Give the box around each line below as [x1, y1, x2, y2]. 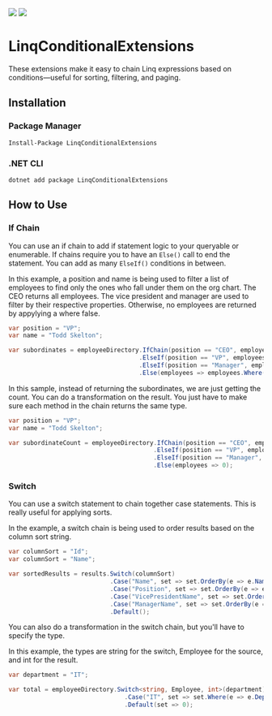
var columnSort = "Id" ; [8, 548, 89, 556]
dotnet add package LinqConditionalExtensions [8, 175, 168, 184]
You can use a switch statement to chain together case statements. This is [8, 499, 257, 509]
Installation [8, 96, 66, 110]
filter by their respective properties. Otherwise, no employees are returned [8, 300, 257, 309]
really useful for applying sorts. [8, 507, 113, 517]
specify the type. [8, 631, 65, 641]
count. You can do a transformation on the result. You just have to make [8, 392, 248, 402]
